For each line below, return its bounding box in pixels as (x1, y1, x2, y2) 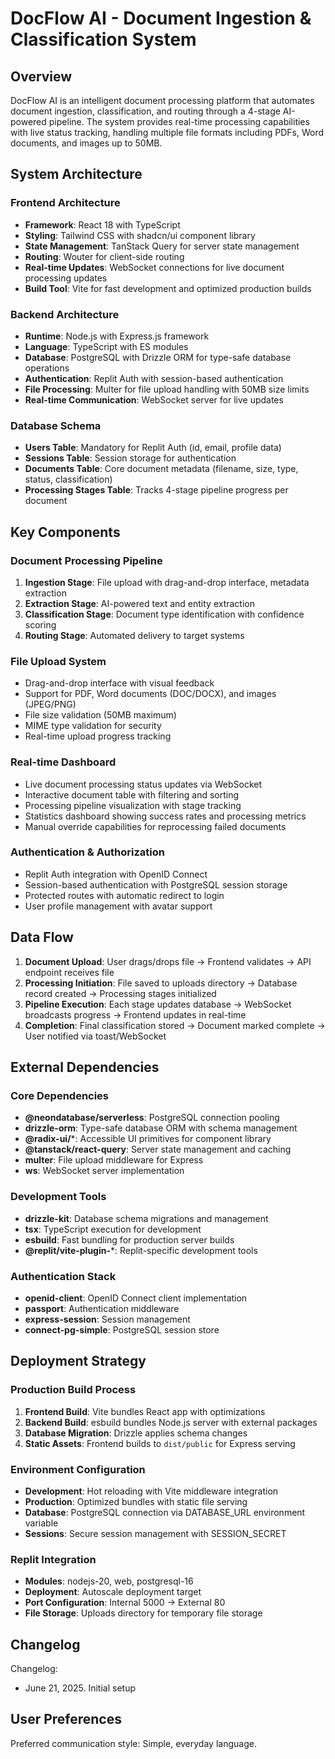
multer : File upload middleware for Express (24, 1154, 204, 1166)
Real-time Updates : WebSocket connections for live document (24, 261, 285, 273)
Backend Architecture (10, 307, 120, 321)
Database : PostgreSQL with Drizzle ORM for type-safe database (24, 351, 292, 363)
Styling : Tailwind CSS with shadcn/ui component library (24, 229, 256, 241)
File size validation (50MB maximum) (24, 709, 177, 721)
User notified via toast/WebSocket (24, 1030, 167, 1042)
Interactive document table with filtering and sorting (24, 788, 240, 801)
